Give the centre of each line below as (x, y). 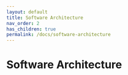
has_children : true (31, 29)
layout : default (27, 12)
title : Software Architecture (45, 18)
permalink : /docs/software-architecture (59, 35)
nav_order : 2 (23, 23)
